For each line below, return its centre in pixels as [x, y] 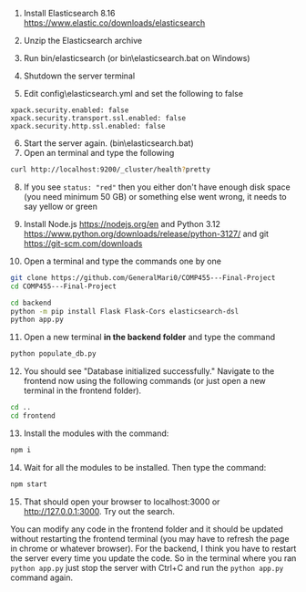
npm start [29, 484]
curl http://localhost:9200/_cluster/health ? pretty [110, 170]
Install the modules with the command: [96, 433]
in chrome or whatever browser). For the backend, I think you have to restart [153, 548]
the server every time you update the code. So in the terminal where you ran [153, 558]
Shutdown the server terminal [79, 76]
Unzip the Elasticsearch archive [83, 41]
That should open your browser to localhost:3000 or [122, 502]
